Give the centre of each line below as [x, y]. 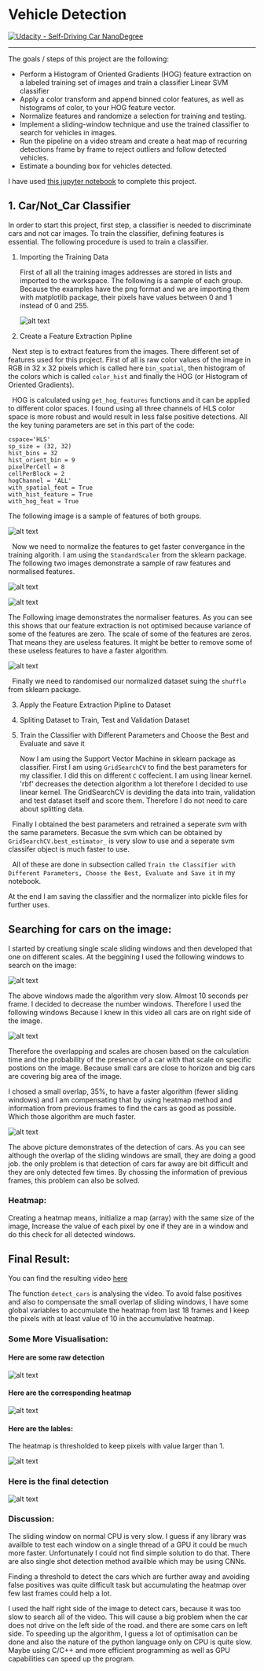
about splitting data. [52, 808]
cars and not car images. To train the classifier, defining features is [116, 233]
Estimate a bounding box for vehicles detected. [96, 166]
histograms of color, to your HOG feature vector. [97, 107]
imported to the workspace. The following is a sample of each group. [131, 280]
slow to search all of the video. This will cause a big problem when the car [128, 1617]
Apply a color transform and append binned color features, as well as [132, 99]
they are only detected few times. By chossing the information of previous [128, 1172]
